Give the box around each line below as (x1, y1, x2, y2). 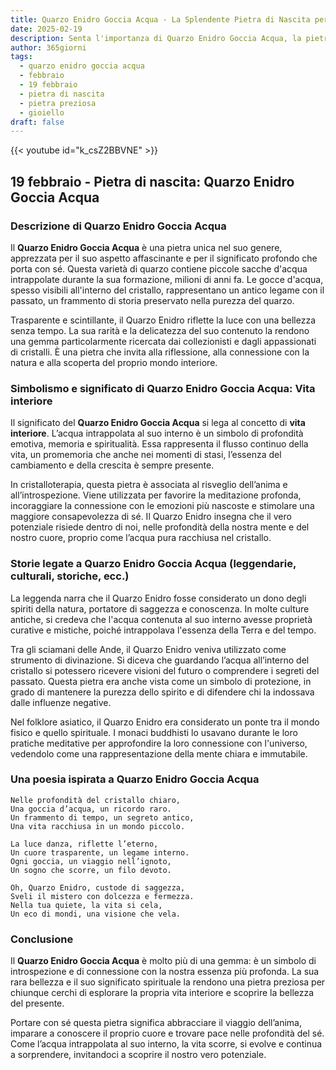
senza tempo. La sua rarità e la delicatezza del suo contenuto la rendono (10, 324, 310, 336)
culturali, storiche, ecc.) (10, 569, 130, 583)
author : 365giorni (10, 42, 87, 53)
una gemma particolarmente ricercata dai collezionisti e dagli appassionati (10, 335, 317, 347)
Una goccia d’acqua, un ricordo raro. (10, 804, 172, 814)
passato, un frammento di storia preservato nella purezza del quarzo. (10, 294, 295, 306)
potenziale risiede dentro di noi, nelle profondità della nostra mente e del (10, 521, 310, 533)
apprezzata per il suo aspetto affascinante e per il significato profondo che (10, 252, 318, 264)
